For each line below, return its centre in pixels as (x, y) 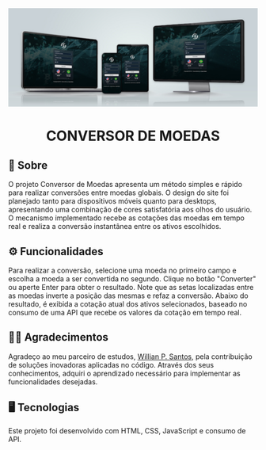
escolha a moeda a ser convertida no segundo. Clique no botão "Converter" (132, 279)
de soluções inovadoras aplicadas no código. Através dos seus (111, 364)
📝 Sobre (28, 165)
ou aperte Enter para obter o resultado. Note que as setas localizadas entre (131, 288)
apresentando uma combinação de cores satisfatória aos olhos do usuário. (130, 210)
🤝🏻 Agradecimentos (59, 337)
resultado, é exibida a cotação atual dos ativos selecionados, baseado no (128, 304)
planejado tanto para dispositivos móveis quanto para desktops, (112, 201)
